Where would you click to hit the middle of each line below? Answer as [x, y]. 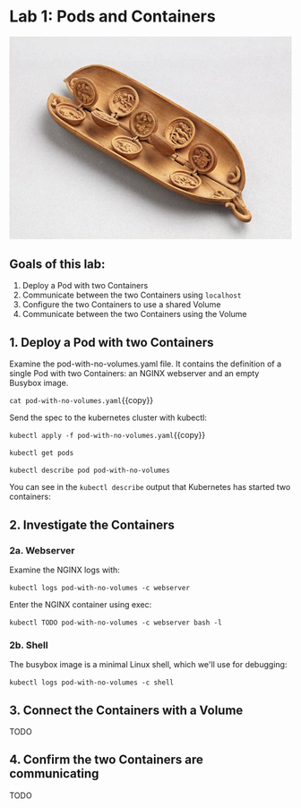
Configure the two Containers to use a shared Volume [121, 305]
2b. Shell [29, 645]
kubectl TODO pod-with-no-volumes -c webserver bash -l [116, 623]
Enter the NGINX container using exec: [81, 604]
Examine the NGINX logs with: [65, 570]
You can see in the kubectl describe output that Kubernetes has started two [150, 487]
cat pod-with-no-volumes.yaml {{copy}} [82, 400]
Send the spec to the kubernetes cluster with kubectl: [108, 417]
